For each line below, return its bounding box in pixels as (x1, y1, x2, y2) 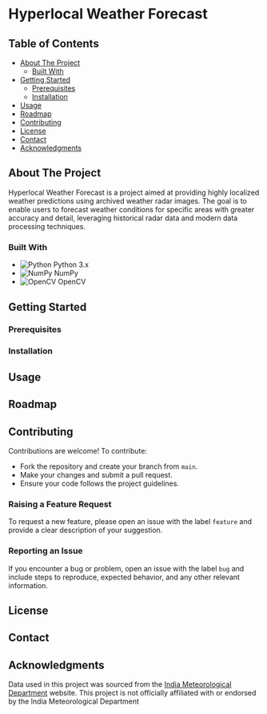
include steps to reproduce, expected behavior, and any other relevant (8, 572, 240, 582)
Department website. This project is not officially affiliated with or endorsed (8, 688, 257, 698)
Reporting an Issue (8, 546, 83, 557)
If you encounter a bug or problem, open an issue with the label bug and (8, 563, 245, 573)
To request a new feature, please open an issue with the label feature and (8, 517, 252, 526)
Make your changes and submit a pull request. (19, 470, 173, 479)
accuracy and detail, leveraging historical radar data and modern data (8, 213, 238, 223)
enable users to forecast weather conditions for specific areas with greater (8, 204, 255, 214)
